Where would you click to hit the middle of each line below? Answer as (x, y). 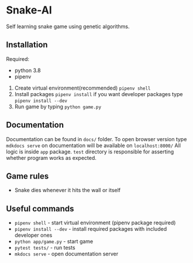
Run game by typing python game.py (58, 107)
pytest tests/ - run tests (45, 248)
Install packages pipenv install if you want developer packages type (99, 94)
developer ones (33, 235)
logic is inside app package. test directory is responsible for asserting (90, 151)
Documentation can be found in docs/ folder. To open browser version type (96, 139)
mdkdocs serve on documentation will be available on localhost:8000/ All (94, 145)
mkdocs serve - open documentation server (66, 254)
